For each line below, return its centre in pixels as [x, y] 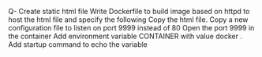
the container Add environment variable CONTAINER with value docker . [125, 36]
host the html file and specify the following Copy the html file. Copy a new [128, 20]
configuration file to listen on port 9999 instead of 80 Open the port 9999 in [131, 28]
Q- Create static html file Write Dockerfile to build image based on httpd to [129, 11]
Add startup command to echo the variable [78, 45]
